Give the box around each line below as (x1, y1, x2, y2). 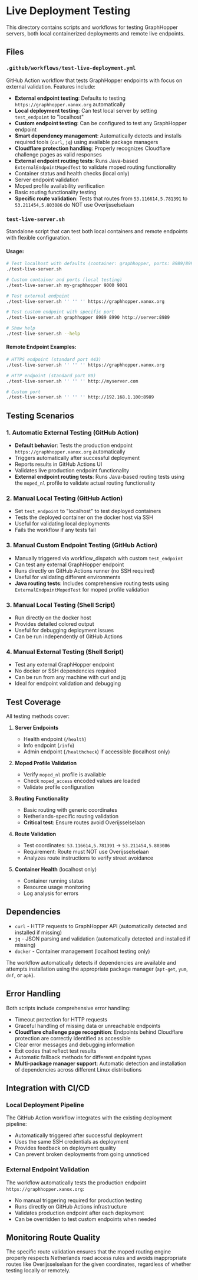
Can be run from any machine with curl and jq (14, 674, 126, 681)
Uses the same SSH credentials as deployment (14, 1138, 128, 1145)
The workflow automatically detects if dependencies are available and (6, 959, 176, 966)
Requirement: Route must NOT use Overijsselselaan (23, 848, 149, 855)
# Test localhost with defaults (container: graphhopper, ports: (6, 261, 170, 267)
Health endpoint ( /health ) (23, 736, 87, 743)
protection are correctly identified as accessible (14, 1034, 131, 1041)
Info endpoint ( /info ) (23, 742, 75, 749)
